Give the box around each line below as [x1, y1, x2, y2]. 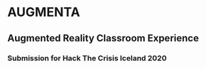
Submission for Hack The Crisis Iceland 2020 [7, 53, 167, 63]
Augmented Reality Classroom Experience [7, 32, 199, 44]
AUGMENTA [7, 4, 80, 20]
